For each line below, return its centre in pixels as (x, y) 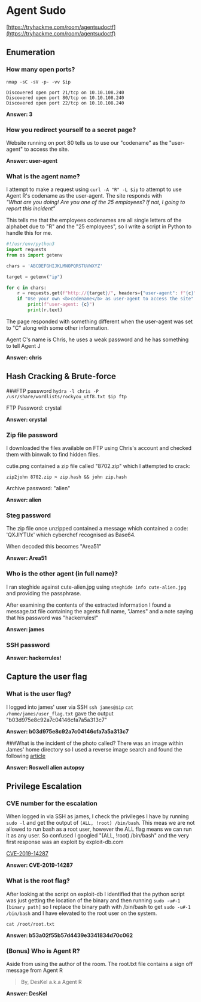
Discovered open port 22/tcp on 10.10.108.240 (65, 103)
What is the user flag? (39, 694)
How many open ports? (41, 70)
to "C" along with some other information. (57, 327)
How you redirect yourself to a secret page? (71, 130)
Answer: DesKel (27, 993)
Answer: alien (24, 500)
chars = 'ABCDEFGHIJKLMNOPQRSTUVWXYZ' (54, 266)
